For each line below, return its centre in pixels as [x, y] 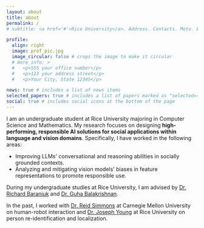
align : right [28, 45]
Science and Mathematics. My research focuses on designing [83, 125]
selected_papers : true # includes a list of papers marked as [87, 96]
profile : [17, 40]
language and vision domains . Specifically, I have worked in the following [99, 138]
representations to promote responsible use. [70, 175]
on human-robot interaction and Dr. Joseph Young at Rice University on [96, 212]
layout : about [24, 12]
